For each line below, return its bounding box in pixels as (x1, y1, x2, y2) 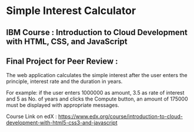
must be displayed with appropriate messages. (6, 102, 119, 109)
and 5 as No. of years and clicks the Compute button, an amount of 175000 (6, 95, 188, 103)
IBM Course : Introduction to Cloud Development (6, 27, 188, 37)
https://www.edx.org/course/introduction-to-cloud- (58, 113, 183, 120)
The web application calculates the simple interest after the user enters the (6, 72, 188, 79)
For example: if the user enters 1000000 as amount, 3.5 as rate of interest (6, 89, 185, 96)
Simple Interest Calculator (6, 4, 136, 18)
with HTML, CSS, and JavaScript (6, 36, 128, 46)
